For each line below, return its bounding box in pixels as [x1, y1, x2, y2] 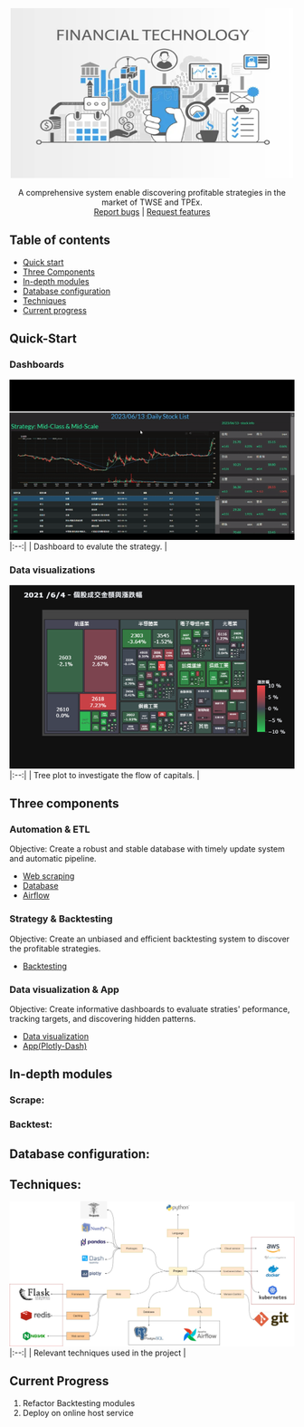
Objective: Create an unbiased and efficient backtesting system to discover [9, 933, 290, 944]
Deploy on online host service [22, 1407, 134, 1418]
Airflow [22, 890, 50, 901]
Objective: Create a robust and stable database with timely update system [9, 844, 285, 854]
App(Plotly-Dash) [22, 1040, 88, 1051]
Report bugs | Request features [93, 207, 211, 217]
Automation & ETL [9, 824, 90, 836]
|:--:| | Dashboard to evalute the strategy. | [9, 541, 167, 552]
